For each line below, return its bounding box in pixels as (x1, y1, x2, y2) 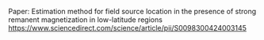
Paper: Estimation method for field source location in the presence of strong (8, 7, 257, 16)
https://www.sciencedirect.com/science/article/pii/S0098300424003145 (8, 24, 247, 32)
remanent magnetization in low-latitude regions (8, 15, 163, 24)
